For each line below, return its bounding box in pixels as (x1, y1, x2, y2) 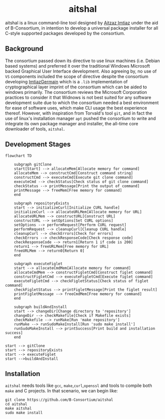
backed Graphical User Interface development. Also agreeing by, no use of (5, 68, 157, 74)
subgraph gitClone (14, 162, 52, 167)
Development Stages (5, 140, 71, 149)
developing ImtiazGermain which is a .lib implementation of (5, 78, 128, 84)
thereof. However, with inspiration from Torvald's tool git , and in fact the (5, 110, 153, 116)
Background (5, 44, 43, 53)
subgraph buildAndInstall (14, 305, 67, 309)
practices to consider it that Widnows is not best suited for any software (5, 94, 152, 100)
